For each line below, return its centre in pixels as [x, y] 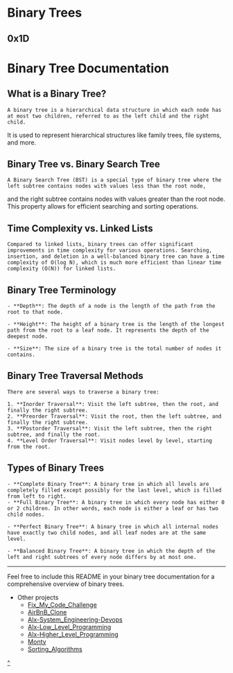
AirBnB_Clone [47, 612]
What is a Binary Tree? [57, 94]
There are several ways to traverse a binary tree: [83, 392]
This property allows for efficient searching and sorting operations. [103, 206]
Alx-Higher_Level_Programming [73, 634]
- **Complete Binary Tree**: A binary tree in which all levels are [108, 484]
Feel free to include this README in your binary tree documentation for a [111, 576]
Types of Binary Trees [56, 468]
